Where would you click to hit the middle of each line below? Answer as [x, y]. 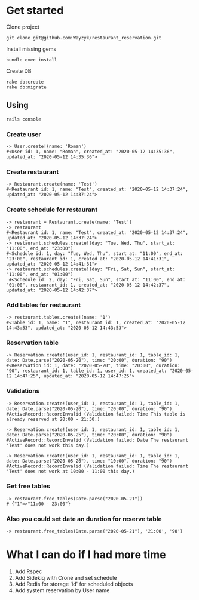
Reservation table [32, 343]
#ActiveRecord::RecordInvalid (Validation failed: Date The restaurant [97, 440]
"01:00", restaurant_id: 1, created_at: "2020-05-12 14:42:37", [88, 285]
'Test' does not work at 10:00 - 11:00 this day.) [71, 471]
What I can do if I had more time [86, 555]
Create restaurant [33, 172]
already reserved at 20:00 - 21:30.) [53, 419]
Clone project [23, 27]
